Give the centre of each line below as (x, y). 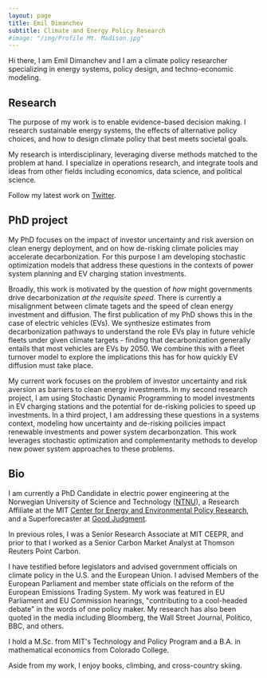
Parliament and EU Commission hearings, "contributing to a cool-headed (128, 601)
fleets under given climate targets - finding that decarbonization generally (130, 339)
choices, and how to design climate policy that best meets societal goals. (128, 139)
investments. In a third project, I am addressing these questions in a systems (134, 414)
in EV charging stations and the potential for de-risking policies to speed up (132, 406)
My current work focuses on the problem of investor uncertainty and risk (128, 381)
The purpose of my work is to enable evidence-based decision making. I (127, 122)
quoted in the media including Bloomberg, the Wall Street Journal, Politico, (130, 617)
